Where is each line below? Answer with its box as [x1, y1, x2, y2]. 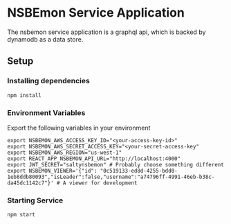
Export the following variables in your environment [7, 123, 151, 132]
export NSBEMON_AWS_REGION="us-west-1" [7, 149, 122, 156]
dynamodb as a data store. [7, 35, 84, 43]
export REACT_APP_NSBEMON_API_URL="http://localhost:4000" [7, 155, 181, 162]
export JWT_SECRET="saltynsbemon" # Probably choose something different [7, 161, 225, 168]
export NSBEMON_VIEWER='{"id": [7, 167, 98, 174]
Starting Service [7, 196, 64, 205]
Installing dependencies [7, 76, 90, 86]
